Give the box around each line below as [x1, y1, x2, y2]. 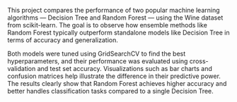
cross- [189, 57, 209, 65]
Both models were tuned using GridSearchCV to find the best [7, 49, 186, 58]
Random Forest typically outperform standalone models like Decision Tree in [7, 28, 230, 37]
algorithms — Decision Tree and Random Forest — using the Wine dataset [7, 13, 224, 22]
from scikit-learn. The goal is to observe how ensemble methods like [7, 21, 207, 29]
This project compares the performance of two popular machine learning [7, 6, 221, 14]
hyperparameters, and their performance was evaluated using [7, 57, 188, 65]
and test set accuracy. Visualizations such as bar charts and [37, 65, 212, 72]
